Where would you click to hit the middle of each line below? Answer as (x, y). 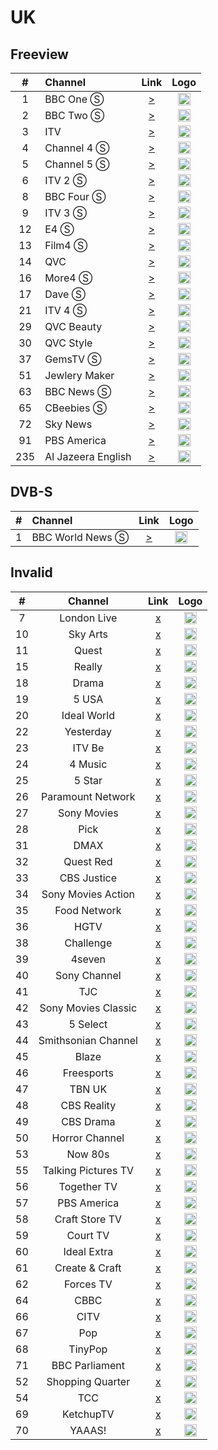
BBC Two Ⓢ (74, 115)
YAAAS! (88, 1430)
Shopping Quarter (88, 1381)
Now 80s (88, 1154)
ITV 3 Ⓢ (65, 213)
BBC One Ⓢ (74, 99)
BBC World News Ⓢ (80, 537)
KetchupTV (88, 1414)
